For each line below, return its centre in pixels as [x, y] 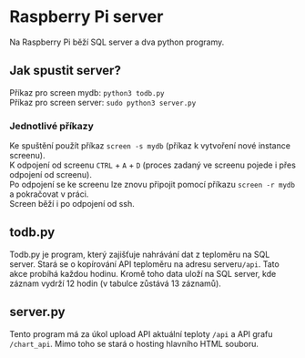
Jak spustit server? [65, 71]
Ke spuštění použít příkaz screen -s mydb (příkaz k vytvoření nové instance [150, 146]
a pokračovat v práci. [49, 194]
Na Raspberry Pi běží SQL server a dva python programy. [117, 42]
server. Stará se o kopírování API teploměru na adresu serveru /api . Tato [144, 264]
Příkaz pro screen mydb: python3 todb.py [87, 92]
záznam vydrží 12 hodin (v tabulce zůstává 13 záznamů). [115, 283]
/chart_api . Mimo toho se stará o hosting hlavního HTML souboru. [134, 343]
